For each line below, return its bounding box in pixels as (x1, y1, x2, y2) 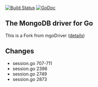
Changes (5, 47, 34, 55)
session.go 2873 (12, 76, 47, 82)
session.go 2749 (12, 70, 47, 77)
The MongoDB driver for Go (5, 19, 93, 27)
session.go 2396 (12, 65, 48, 71)
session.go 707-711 (12, 60, 52, 66)
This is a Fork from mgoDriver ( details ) (5, 32, 85, 38)
